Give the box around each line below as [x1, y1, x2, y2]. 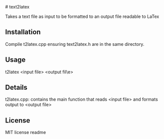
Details [5, 83, 27, 92]
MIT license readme [5, 130, 46, 136]
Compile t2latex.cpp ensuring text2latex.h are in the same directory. [5, 41, 145, 47]
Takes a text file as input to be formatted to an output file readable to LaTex [5, 13, 160, 19]
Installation [5, 28, 41, 36]
